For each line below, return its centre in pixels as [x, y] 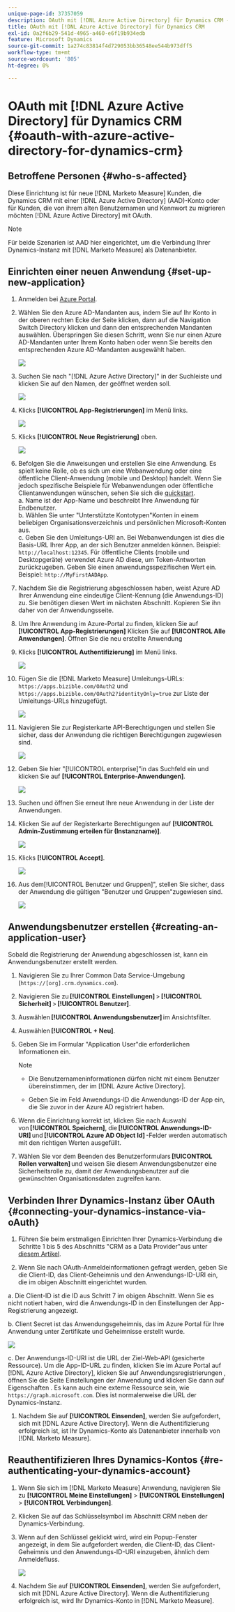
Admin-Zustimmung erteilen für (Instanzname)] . [90, 831]
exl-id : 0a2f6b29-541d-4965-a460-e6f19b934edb [77, 33]
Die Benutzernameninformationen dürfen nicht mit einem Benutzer [124, 1079]
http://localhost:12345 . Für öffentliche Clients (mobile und [104, 552]
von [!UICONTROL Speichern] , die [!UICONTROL [89, 1128]
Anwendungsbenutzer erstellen [78, 927]
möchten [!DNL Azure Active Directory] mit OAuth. [80, 215]
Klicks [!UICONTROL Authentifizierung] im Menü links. [98, 652]
